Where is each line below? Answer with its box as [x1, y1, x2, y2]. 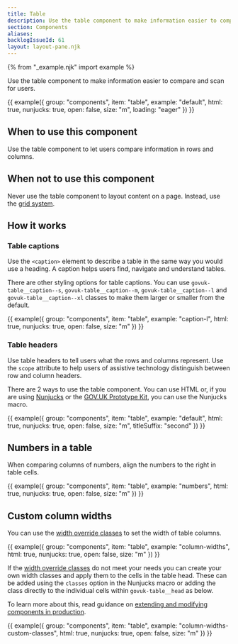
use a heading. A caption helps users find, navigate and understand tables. [7, 265, 227, 273]
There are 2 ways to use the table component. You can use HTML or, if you [7, 384, 227, 394]
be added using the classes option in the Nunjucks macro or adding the [7, 579, 216, 587]
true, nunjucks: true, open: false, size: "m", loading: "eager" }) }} [7, 106, 195, 113]
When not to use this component [7, 173, 154, 185]
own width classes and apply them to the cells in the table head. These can [7, 572, 227, 580]
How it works [7, 220, 67, 232]
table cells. [7, 468, 39, 477]
